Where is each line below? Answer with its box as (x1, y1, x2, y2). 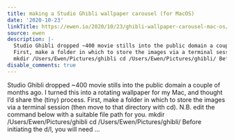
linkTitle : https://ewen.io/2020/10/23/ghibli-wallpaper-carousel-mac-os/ (7, 23, 229, 30)
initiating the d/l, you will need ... (7, 125, 100, 133)
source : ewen (7, 29, 45, 37)
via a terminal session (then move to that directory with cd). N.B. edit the (7, 103, 215, 111)
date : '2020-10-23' (7, 17, 64, 24)
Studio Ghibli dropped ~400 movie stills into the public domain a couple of (7, 80, 221, 89)
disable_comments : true (7, 62, 77, 69)
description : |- (7, 36, 54, 43)
